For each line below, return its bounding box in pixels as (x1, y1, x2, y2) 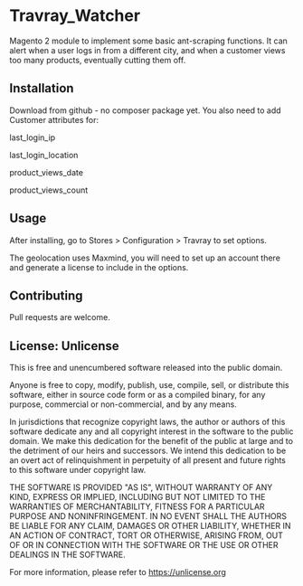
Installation (9, 80, 74, 96)
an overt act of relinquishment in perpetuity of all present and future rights (9, 455, 287, 466)
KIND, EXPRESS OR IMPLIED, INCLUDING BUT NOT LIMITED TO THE (9, 492, 266, 503)
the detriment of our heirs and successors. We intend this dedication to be (9, 445, 287, 457)
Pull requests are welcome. (9, 312, 110, 323)
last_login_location (9, 149, 79, 160)
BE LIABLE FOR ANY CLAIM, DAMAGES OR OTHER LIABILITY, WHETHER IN (9, 521, 291, 532)
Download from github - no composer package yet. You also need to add (9, 105, 282, 116)
